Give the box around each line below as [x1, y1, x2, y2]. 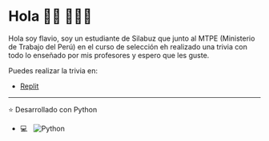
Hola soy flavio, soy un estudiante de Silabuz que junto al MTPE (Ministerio [8, 33, 255, 43]
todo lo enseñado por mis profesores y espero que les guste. [8, 50, 210, 60]
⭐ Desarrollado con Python [8, 104, 98, 114]
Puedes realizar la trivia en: [8, 65, 98, 75]
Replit [19, 81, 39, 91]
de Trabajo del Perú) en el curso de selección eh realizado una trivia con [8, 41, 248, 51]
